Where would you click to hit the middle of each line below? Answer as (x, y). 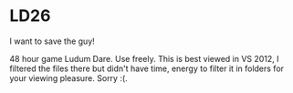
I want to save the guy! (52, 41)
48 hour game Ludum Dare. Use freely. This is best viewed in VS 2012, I (145, 58)
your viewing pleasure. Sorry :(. (68, 77)
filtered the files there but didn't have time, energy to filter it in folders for (147, 68)
